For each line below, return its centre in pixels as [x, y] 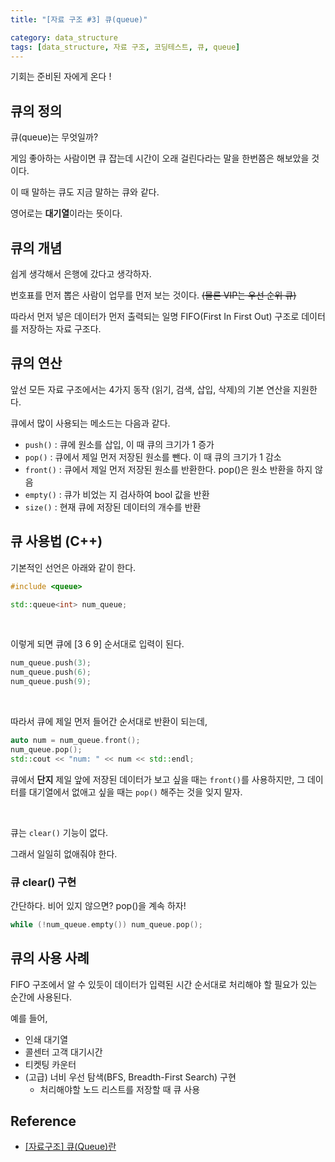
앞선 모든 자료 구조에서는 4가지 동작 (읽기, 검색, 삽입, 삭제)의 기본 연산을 [151, 389]
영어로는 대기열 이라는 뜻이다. [66, 213]
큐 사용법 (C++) [56, 541]
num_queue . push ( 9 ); [51, 682]
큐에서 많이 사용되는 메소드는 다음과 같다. [90, 423]
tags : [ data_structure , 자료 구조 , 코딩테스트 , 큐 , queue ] [125, 47]
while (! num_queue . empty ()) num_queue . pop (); [106, 924]
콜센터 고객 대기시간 [63, 1052]
